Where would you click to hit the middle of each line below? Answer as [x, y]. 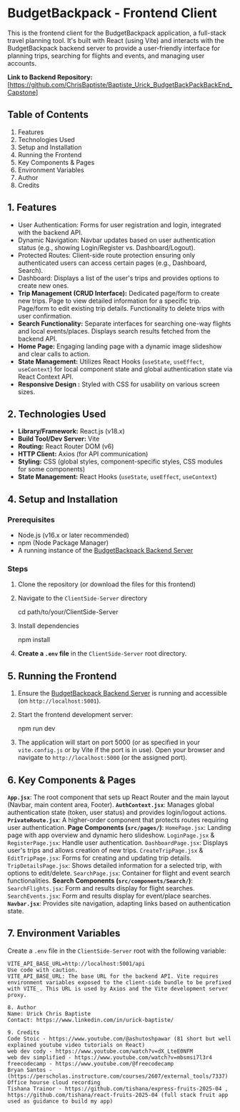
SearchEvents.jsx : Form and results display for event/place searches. [110, 896]
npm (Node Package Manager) [63, 543]
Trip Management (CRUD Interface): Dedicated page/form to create [119, 293]
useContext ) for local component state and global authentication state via [125, 369]
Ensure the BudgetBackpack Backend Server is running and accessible [122, 693]
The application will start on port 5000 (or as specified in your [109, 742]
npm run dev [36, 728]
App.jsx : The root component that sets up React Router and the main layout [119, 797]
